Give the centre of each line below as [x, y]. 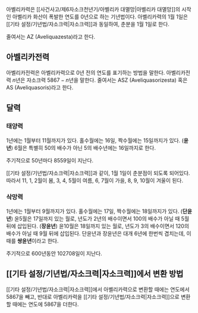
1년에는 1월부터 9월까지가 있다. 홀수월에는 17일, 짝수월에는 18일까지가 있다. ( [95, 211]
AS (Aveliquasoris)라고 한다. [40, 87]
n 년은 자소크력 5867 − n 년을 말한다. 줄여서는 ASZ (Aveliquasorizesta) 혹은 [100, 80]
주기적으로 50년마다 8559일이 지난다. [50, 160]
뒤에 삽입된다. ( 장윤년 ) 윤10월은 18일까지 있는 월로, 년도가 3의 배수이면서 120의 [98, 226]
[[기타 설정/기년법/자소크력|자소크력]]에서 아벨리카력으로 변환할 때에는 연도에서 [98, 289]
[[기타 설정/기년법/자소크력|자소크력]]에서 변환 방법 [95, 274]
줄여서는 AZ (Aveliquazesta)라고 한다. [51, 37]
